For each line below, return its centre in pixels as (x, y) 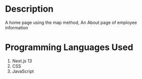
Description (29, 9)
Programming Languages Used (69, 48)
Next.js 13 (22, 61)
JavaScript (23, 71)
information (17, 27)
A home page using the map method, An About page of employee (71, 22)
